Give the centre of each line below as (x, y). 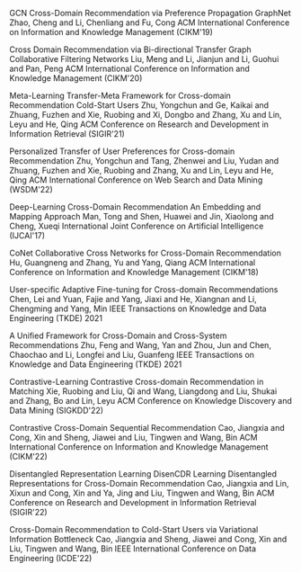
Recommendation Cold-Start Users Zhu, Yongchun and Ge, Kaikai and (139, 105)
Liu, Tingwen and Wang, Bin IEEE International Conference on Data (133, 549)
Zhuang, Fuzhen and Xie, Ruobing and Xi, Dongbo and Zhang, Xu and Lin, (146, 115)
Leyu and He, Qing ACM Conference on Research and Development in (139, 124)
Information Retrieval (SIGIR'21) (67, 134)
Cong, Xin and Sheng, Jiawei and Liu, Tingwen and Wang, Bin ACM (133, 437)
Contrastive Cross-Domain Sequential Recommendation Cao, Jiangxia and (147, 428)
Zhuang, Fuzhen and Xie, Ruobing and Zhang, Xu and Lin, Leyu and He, (142, 170)
